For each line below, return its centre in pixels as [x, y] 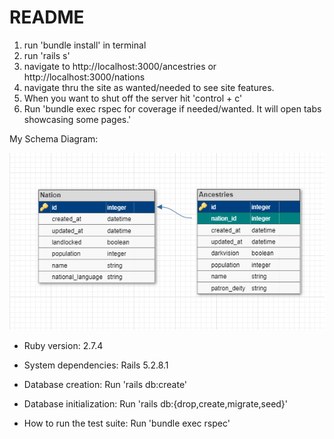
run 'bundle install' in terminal [85, 45]
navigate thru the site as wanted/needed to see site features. [149, 87]
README [47, 17]
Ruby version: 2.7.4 [63, 345]
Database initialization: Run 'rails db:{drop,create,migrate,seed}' [156, 403]
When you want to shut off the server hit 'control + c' [133, 98]
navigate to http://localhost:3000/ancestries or [120, 66]
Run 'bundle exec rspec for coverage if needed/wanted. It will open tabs [172, 108]
